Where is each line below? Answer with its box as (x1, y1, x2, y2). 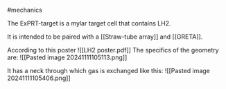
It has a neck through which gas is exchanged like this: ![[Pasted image (7, 67, 210, 75)
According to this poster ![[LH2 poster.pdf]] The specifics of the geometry (7, 46, 220, 54)
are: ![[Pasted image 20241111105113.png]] (7, 53, 128, 61)
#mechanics (7, 6, 43, 14)
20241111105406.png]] (7, 74, 71, 82)
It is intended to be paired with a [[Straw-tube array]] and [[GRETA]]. (7, 32, 203, 41)
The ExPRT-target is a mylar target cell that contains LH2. (7, 19, 171, 27)
